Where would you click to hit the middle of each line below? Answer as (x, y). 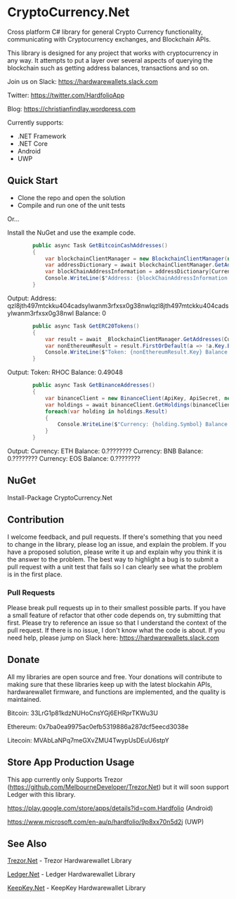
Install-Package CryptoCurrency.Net (60, 497)
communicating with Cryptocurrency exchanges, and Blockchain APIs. (109, 39)
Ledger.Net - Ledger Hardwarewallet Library (71, 874)
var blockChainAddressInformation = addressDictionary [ (128, 272)
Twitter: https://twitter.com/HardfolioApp (66, 95)
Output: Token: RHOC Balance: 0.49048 (65, 372)
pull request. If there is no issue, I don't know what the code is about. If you (116, 630)
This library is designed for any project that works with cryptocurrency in (113, 53)
